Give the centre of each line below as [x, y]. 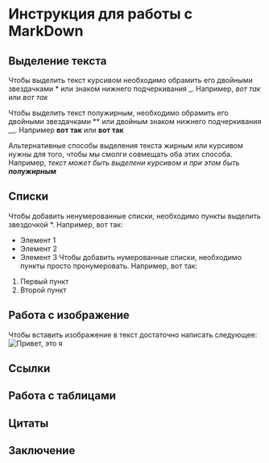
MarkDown [46, 31]
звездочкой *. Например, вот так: [66, 224]
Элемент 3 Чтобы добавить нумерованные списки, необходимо [131, 257]
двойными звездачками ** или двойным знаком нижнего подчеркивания [135, 121]
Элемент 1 [38, 240]
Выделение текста [58, 61]
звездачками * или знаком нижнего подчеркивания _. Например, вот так [134, 89]
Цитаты [29, 423]
